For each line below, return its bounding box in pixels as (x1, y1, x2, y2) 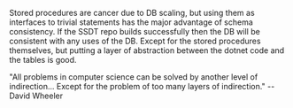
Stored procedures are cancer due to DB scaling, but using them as (9, 8, 255, 18)
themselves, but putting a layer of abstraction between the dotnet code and (9, 45, 285, 56)
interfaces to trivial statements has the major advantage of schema (9, 17, 254, 27)
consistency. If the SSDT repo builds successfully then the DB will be (9, 27, 261, 36)
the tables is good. (9, 55, 77, 65)
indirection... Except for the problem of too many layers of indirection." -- (9, 81, 275, 91)
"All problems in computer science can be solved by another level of (9, 72, 258, 82)
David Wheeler (9, 90, 64, 101)
